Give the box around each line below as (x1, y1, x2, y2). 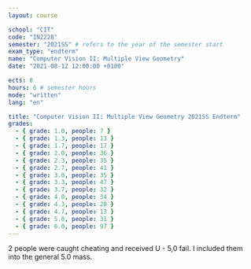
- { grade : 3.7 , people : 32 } (15, 186, 114, 193)
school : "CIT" (8, 25, 55, 34)
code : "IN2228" (8, 33, 58, 41)
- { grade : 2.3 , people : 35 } (15, 157, 114, 164)
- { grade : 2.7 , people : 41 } (15, 164, 114, 171)
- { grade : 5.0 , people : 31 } (15, 215, 114, 223)
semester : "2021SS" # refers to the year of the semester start (8, 40, 223, 48)
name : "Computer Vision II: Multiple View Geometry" (8, 55, 185, 63)
